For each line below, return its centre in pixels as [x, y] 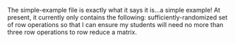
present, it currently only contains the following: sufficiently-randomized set [117, 17]
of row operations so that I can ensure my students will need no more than [115, 25]
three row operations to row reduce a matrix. [72, 32]
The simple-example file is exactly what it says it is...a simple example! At [114, 10]
